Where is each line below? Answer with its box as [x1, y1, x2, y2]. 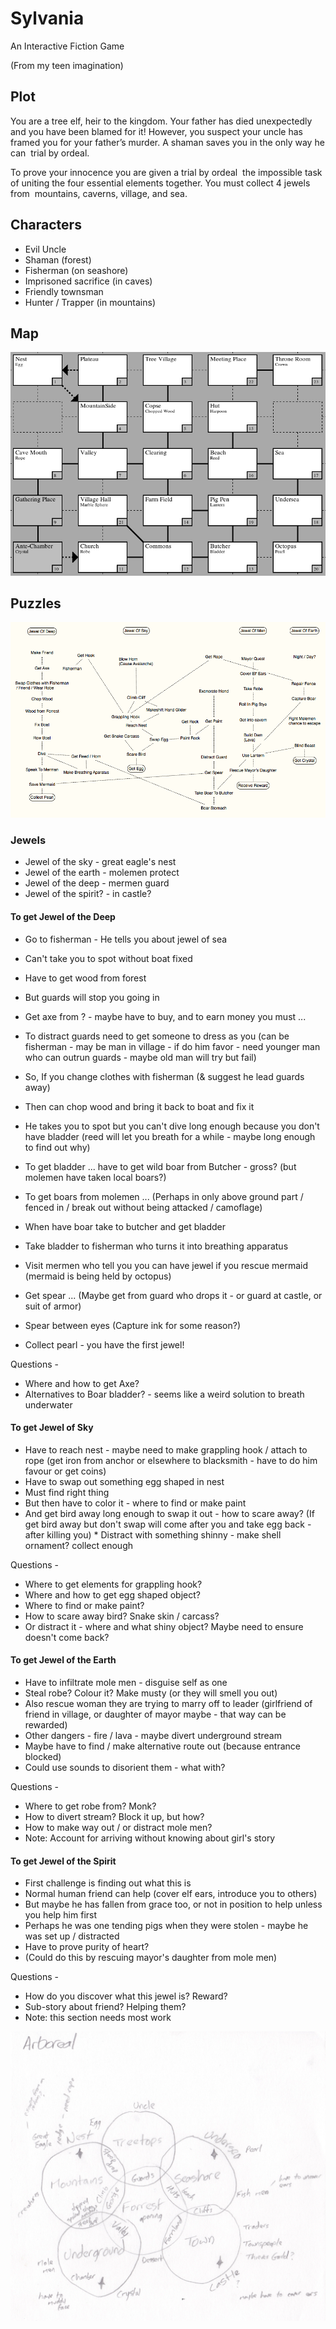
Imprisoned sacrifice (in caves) [24, 275, 153, 287]
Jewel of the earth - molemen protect [24, 867, 180, 879]
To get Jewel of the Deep [10, 911, 116, 923]
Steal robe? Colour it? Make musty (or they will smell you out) [24, 1687, 278, 1699]
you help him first [24, 1909, 98, 1921]
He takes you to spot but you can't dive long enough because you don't [24, 1120, 320, 1132]
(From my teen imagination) [10, 59, 124, 71]
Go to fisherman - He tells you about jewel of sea [24, 933, 228, 945]
